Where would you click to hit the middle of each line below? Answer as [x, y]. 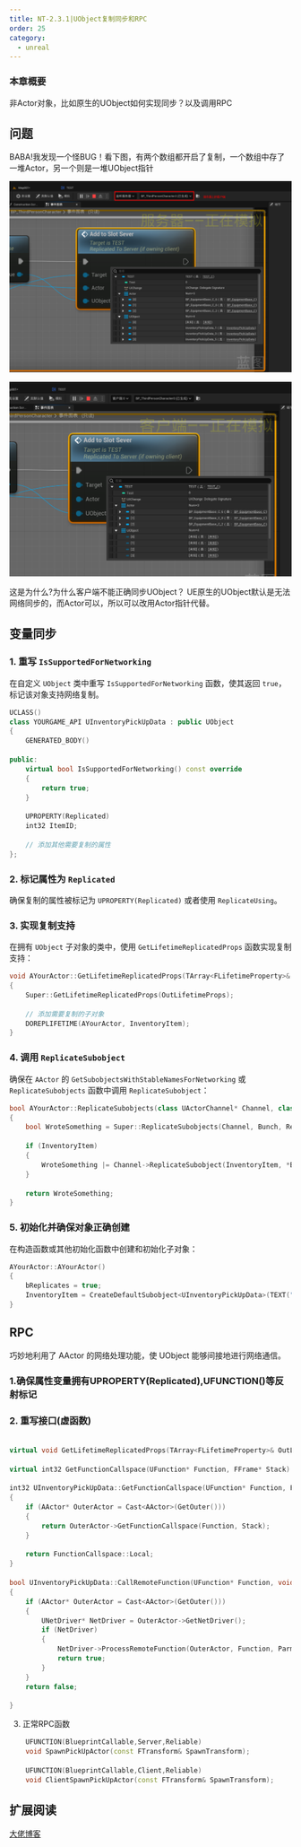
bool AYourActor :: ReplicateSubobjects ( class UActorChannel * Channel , [142, 1108]
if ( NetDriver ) [70, 1630]
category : [28, 38]
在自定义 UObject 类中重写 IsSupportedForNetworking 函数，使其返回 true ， [148, 683]
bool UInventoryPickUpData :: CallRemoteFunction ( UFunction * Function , [142, 1583]
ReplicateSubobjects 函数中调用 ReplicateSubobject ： [109, 1090]
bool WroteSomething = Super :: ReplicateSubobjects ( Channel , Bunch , [154, 1127]
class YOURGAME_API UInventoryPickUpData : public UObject [122, 722]
